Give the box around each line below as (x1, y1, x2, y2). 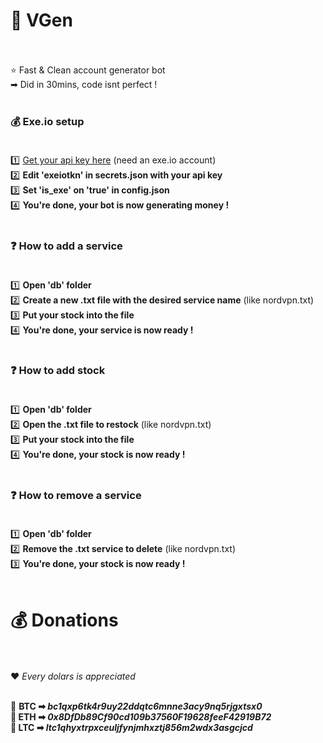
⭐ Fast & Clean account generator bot (10, 64, 166, 76)
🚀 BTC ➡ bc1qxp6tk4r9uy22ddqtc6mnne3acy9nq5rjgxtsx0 (10, 700, 263, 713)
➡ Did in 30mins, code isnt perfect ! (10, 78, 158, 90)
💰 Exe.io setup (10, 114, 85, 128)
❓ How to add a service (10, 239, 123, 253)
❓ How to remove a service (10, 488, 142, 502)
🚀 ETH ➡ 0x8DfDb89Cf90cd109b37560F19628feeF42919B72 (10, 711, 272, 723)
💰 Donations (10, 609, 119, 632)
